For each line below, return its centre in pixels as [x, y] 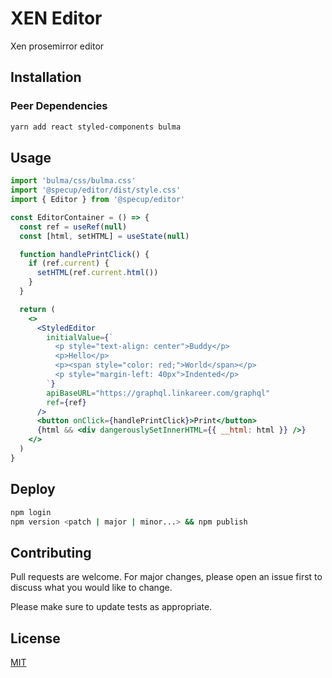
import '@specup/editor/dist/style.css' [96, 190]
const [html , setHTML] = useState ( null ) [104, 236]
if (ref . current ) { [69, 263]
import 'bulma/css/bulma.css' [73, 181]
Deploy [33, 489]
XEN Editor [56, 18]
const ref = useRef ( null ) [73, 227]
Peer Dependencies [59, 106]
